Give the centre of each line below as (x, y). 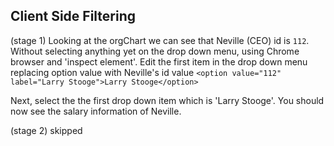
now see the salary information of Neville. (96, 111)
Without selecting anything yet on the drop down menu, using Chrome (155, 51)
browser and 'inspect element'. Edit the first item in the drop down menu (159, 61)
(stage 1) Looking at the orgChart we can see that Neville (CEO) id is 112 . (160, 40)
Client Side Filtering (73, 16)
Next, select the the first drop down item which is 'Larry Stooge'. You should (167, 100)
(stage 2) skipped (46, 130)
